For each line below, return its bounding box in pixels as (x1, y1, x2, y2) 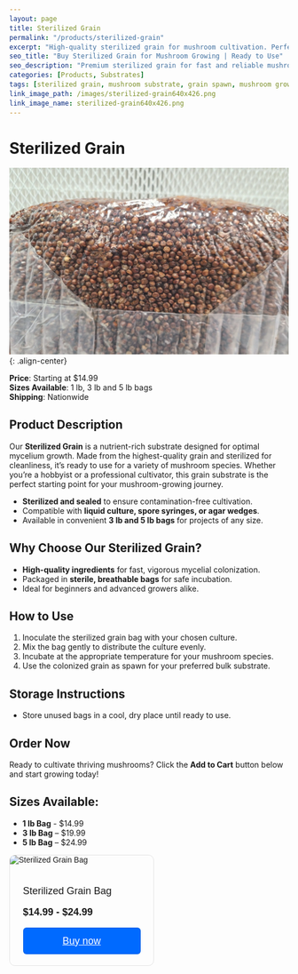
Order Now (9, 736, 71, 751)
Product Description (9, 418, 123, 433)
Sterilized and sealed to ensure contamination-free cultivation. (21, 496, 253, 507)
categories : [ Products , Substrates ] (9, 71, 145, 80)
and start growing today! (9, 769, 99, 779)
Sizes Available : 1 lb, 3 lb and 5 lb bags (9, 382, 153, 393)
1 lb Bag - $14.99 (21, 818, 84, 828)
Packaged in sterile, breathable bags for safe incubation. (21, 573, 232, 584)
